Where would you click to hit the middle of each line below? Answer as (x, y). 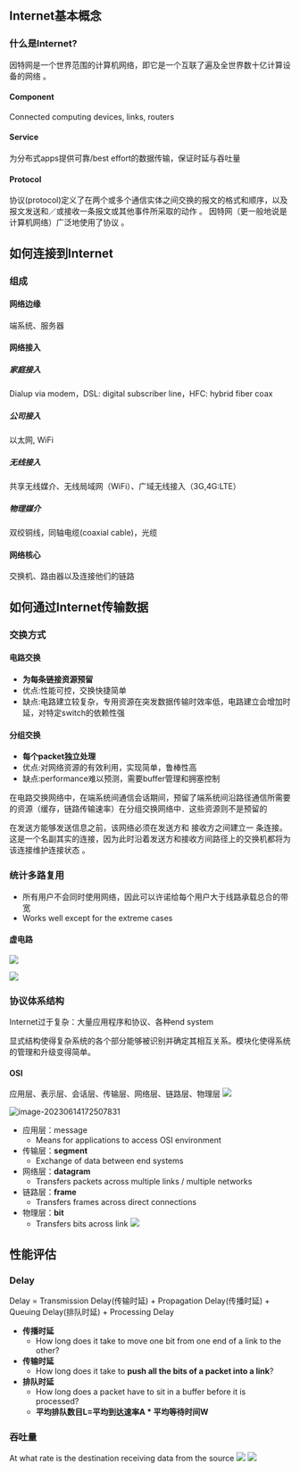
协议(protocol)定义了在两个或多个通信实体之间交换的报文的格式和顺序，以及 (149, 200)
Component (32, 97)
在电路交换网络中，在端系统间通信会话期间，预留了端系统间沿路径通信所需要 (150, 798)
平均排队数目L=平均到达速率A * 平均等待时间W (122, 1411)
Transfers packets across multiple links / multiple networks (144, 1182)
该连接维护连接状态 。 (50, 850)
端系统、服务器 (37, 325)
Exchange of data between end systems (109, 1161)
